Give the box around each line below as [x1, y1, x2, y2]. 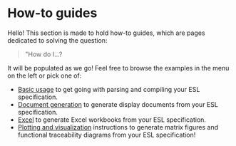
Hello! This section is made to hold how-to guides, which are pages [7, 28, 205, 37]
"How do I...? [24, 50, 63, 58]
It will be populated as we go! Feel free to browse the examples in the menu [7, 63, 230, 72]
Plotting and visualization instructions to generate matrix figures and [17, 122, 219, 131]
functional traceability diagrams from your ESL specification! [17, 130, 196, 139]
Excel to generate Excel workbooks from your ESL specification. [17, 115, 207, 124]
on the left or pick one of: [7, 71, 82, 80]
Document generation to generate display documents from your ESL [17, 100, 219, 108]
